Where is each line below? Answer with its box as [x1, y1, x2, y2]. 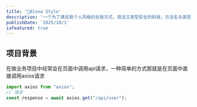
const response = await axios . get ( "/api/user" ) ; [6, 95, 127, 101]
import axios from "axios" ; [6, 84, 75, 90]
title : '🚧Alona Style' [6, 8, 62, 15]
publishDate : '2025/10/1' [6, 19, 69, 25]
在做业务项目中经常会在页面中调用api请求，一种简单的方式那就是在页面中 [6, 65, 183, 72]
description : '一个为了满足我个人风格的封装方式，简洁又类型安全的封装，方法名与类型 [6, 14, 192, 20]
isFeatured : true [6, 25, 49, 31]
